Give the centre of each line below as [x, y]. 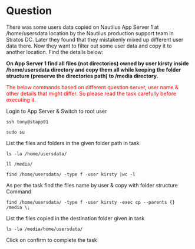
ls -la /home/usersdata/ [37, 154]
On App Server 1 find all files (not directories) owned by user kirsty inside [98, 63]
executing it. [21, 100]
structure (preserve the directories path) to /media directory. [82, 76]
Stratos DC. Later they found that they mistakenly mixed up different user [95, 39]
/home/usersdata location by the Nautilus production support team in [90, 33]
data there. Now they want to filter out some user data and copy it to [89, 46]
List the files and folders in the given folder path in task [73, 143]
